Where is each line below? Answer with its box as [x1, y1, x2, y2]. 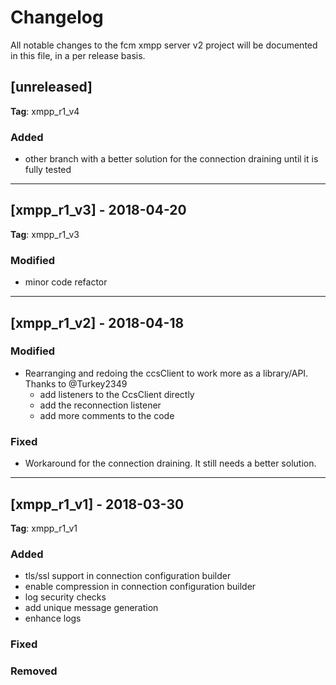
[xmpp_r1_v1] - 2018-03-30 [10, 496, 185, 513]
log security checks [24, 591, 107, 603]
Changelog [10, 6, 104, 29]
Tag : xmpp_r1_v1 [10, 522, 78, 534]
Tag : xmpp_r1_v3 [10, 228, 80, 240]
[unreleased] [10, 79, 93, 96]
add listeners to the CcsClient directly [39, 388, 195, 400]
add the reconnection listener [39, 399, 162, 411]
